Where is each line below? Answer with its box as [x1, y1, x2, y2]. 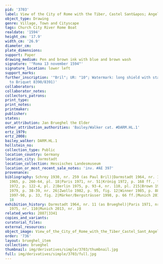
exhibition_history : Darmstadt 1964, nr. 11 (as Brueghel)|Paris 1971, [5, 202, 153, 207]
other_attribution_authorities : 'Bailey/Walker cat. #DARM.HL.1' [5, 125, 140, 130]
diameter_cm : [5, 43, 32, 48]
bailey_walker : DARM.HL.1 [5, 138, 57, 144]
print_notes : [5, 102, 32, 107]
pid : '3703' [5, 7, 29, 12]
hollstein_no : [5, 143, 34, 148]
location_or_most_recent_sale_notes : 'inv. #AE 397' [5, 166, 114, 170]
